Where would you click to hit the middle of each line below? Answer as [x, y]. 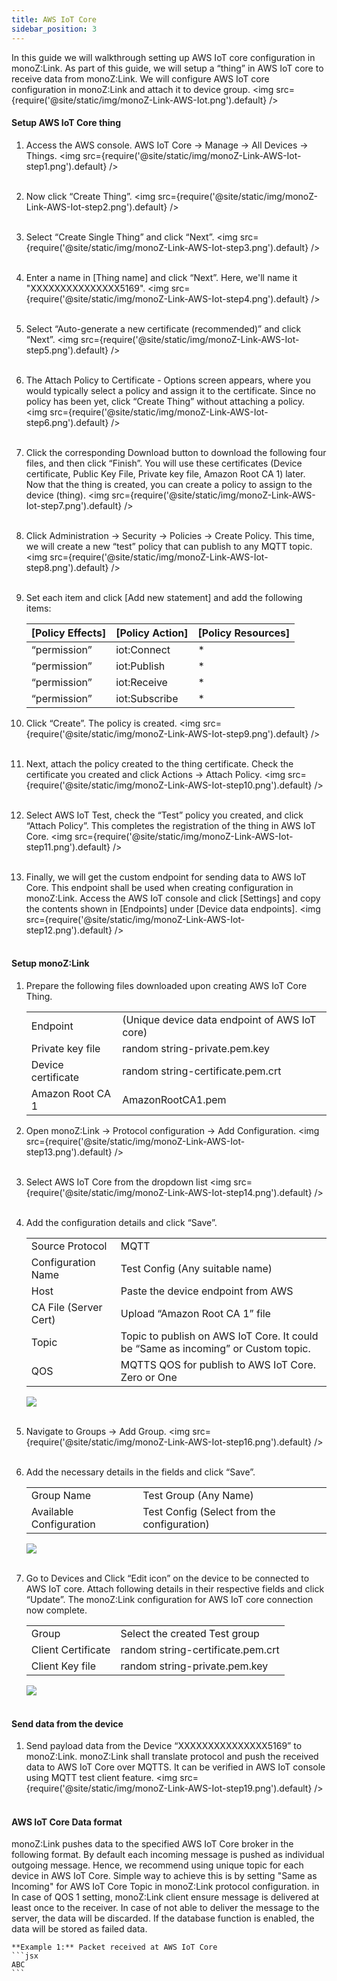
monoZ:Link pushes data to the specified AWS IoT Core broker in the [152, 1844]
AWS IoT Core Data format [67, 1822]
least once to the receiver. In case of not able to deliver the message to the [165, 1908]
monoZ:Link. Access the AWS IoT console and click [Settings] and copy [173, 898]
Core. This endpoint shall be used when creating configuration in [159, 887]
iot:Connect [143, 649]
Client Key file [63, 1666]
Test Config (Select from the [209, 1511]
